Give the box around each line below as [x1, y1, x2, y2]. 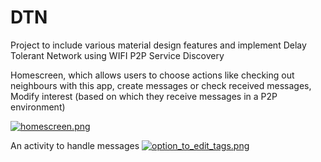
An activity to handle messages [10, 139, 140, 151]
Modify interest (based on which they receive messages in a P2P [10, 90, 278, 102]
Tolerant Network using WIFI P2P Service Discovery [10, 49, 225, 61]
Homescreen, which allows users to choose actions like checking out [10, 69, 295, 81]
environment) [10, 101, 66, 113]
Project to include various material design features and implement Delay [10, 39, 307, 51]
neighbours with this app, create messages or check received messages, [10, 79, 312, 91]
